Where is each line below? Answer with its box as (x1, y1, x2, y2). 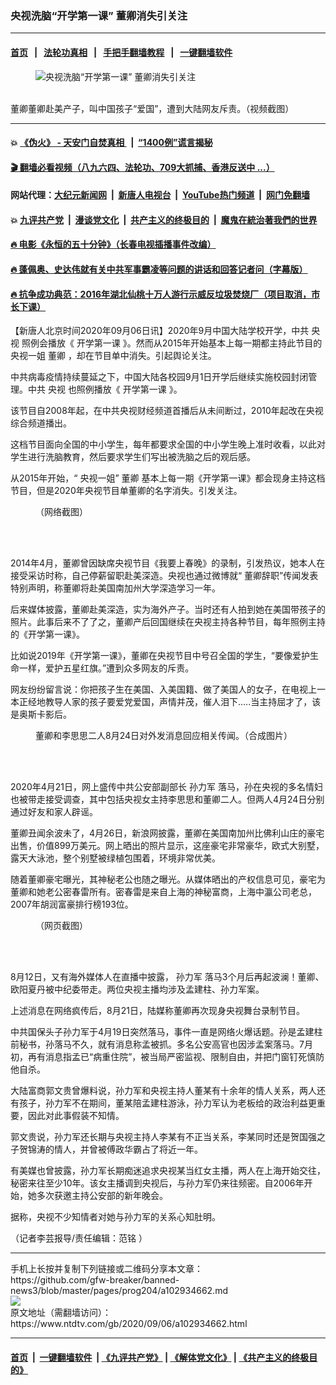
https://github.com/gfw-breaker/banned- (10, 1274, 180, 1286)
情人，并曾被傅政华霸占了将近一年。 (53, 1143, 203, 1156)
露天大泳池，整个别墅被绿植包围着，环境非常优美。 (10, 852, 221, 864)
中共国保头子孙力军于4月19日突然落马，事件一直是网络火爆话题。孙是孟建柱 (10, 1026, 323, 1038)
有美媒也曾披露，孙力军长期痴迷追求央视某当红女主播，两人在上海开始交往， (10, 1165, 326, 1177)
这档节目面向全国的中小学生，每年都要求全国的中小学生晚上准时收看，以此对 (10, 438, 326, 451)
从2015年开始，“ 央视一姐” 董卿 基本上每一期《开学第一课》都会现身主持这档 (10, 472, 326, 484)
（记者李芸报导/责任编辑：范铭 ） (10, 1232, 148, 1244)
